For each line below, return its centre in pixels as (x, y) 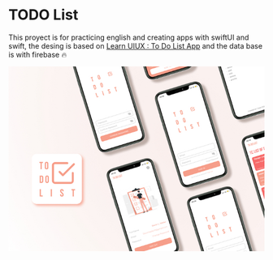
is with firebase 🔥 (38, 54)
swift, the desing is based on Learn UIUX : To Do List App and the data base (135, 45)
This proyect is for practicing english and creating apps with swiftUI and (129, 37)
